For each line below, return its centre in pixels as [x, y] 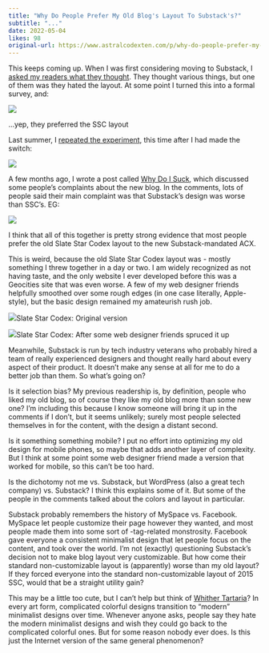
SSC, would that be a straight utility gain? [76, 582]
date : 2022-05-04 [37, 30]
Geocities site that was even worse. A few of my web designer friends [124, 284]
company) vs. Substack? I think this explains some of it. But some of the [127, 490]
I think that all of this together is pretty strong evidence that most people [127, 235]
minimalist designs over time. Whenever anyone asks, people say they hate [132, 615]
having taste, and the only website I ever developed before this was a [123, 276]
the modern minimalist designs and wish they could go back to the [118, 624]
